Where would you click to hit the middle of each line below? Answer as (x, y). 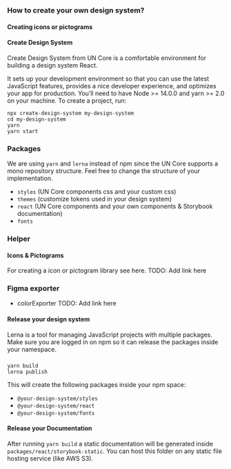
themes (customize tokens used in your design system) (94, 199)
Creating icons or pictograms (50, 27)
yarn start (23, 131)
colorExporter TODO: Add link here (67, 303)
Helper (19, 239)
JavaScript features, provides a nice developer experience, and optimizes (112, 86)
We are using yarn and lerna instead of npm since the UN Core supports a (113, 163)
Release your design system (49, 319)
